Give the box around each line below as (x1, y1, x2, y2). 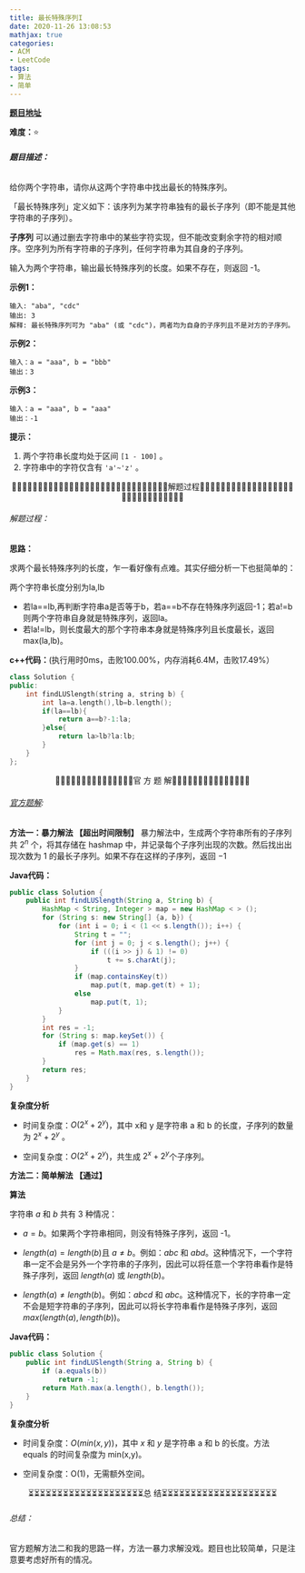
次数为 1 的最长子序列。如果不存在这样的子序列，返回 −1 (16, 850, 227, 861)
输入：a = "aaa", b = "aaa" (9, 404, 112, 414)
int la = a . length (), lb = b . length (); (42, 697, 172, 707)
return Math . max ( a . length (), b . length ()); (42, 1383, 205, 1392)
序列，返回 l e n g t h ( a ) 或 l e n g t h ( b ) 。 (38, 1270, 170, 1281)
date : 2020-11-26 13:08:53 (9, 22, 112, 31)
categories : (9, 38, 54, 48)
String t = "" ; (74, 929, 132, 939)
